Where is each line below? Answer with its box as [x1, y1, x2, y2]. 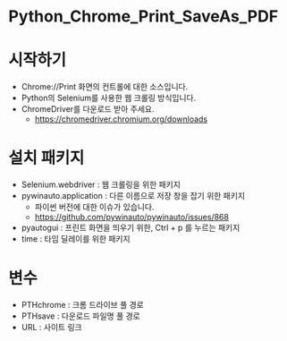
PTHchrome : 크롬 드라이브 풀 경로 [21, 300, 144, 310]
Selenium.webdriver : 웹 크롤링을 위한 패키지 [21, 179, 181, 190]
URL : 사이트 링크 [21, 322, 82, 332]
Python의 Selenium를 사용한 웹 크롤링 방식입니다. [21, 92, 197, 104]
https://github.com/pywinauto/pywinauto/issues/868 [34, 212, 230, 223]
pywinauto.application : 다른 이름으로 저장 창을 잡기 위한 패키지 [21, 191, 246, 201]
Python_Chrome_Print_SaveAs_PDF [8, 6, 279, 27]
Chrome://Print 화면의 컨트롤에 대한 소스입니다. [21, 81, 189, 92]
